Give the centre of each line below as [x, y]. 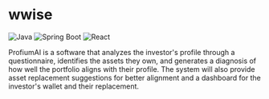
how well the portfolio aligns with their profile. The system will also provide [132, 69]
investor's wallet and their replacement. [73, 86]
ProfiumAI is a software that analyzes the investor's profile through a [122, 52]
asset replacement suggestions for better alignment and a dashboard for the [134, 77]
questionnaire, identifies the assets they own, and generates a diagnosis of [132, 61]
